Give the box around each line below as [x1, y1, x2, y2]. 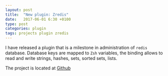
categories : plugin [5, 26, 46, 31]
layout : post [5, 7, 33, 13]
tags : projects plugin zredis [5, 31, 69, 36]
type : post [5, 21, 28, 27]
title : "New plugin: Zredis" [5, 12, 69, 17]
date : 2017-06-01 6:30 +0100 [5, 17, 71, 22]
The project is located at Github [5, 65, 71, 71]
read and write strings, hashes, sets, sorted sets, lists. [5, 55, 118, 61]
